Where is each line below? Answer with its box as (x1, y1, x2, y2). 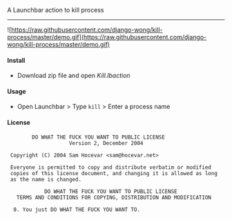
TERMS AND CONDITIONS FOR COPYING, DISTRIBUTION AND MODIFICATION (16, 194, 212, 201)
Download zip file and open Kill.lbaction (17, 72, 130, 80)
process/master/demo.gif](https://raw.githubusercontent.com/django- (7, 33, 207, 41)
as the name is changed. (10, 176, 81, 183)
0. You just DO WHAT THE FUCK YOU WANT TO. (13, 206, 140, 213)
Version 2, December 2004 (68, 139, 144, 147)
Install (7, 56, 26, 64)
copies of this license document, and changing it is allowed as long (10, 170, 217, 177)
